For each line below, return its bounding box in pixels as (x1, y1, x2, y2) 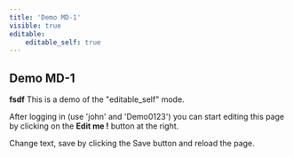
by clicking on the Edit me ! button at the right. (9, 121, 179, 131)
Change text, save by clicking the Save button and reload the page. (9, 138, 255, 149)
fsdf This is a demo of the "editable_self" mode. (9, 94, 185, 105)
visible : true (9, 21, 62, 30)
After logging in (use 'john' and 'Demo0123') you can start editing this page (9, 112, 285, 122)
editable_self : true (25, 37, 101, 47)
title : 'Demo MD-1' (9, 12, 82, 22)
